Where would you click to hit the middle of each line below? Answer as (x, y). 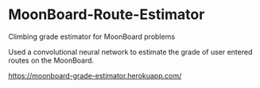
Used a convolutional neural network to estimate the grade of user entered (130, 52)
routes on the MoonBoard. (51, 60)
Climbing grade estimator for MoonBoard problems (92, 36)
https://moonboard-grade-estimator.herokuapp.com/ (95, 75)
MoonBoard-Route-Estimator (107, 15)
